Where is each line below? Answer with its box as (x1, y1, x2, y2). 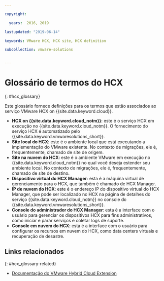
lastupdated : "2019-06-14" (4, 29, 60, 35)
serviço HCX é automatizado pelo (11, 128, 80, 134)
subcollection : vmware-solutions (4, 47, 73, 52)
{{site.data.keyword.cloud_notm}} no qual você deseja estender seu (11, 160, 150, 166)
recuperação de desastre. (11, 233, 65, 240)
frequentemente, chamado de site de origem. (11, 149, 104, 156)
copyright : (4, 11, 27, 16)
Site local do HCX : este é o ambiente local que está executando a (11, 139, 145, 145)
